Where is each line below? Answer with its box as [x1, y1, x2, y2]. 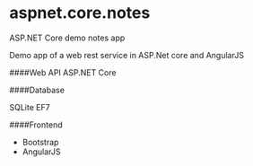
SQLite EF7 [9, 101, 51, 112]
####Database [9, 84, 65, 95]
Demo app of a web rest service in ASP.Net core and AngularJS [9, 49, 245, 60]
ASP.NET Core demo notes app [9, 32, 126, 43]
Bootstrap [22, 136, 59, 147]
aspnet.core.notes [9, 3, 151, 23]
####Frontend [9, 119, 63, 130]
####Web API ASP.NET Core [9, 66, 117, 78]
